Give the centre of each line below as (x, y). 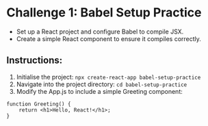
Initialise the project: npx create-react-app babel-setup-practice (108, 77)
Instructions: (35, 61)
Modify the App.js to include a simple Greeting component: (99, 91)
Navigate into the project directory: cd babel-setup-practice (102, 84)
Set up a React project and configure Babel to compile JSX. (100, 32)
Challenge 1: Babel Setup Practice (104, 13)
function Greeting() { (39, 104)
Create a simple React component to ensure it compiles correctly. (108, 38)
